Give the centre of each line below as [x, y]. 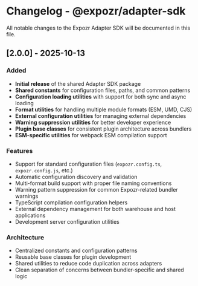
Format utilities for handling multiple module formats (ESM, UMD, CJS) [104, 109]
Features [20, 151]
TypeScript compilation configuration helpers [71, 202]
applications [30, 215]
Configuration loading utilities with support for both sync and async [101, 96]
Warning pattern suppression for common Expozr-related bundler [96, 189]
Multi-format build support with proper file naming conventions [93, 183]
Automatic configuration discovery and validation [76, 177]
